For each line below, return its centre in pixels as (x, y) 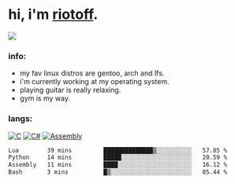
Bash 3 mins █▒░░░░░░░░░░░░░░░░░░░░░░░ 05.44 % (117, 172)
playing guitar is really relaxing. (70, 90)
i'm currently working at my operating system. (94, 82)
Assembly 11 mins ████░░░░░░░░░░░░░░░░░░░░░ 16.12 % (117, 165)
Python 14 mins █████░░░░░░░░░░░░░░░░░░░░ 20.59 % (117, 158)
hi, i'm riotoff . (53, 15)
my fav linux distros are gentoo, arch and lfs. (92, 73)
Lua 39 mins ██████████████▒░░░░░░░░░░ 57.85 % (117, 150)
